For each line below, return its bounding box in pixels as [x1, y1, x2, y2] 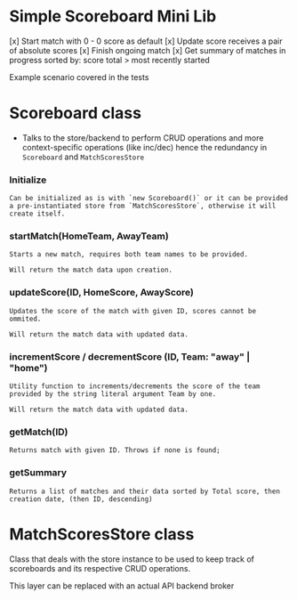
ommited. [9, 314, 42, 323]
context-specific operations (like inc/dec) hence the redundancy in [21, 142, 268, 152]
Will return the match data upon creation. [9, 265, 173, 275]
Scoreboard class [9, 103, 142, 124]
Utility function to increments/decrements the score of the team [9, 382, 261, 391]
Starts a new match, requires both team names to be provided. [9, 250, 249, 259]
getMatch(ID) [9, 426, 68, 438]
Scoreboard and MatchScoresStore [21, 151, 145, 162]
